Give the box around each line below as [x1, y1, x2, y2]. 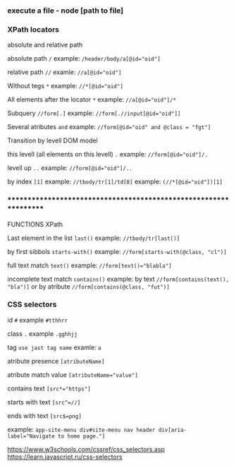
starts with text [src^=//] [7, 397, 81, 406]
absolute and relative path [7, 41, 83, 49]
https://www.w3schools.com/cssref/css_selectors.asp [7, 445, 166, 453]
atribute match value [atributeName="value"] [7, 370, 139, 379]
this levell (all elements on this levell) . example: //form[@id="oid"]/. [7, 150, 209, 159]
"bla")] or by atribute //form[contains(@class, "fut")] [7, 282, 170, 291]
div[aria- [158, 426, 187, 433]
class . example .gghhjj [7, 329, 77, 337]
